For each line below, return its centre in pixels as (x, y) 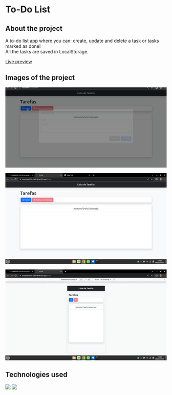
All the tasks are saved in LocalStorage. (47, 52)
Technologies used (36, 375)
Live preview (19, 62)
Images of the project (40, 78)
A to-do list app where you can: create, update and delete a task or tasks (82, 41)
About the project (34, 29)
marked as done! (23, 46)
